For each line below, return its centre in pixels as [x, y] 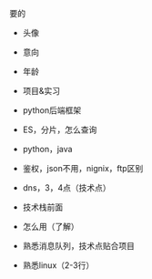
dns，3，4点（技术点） [66, 188]
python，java [47, 149]
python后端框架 [52, 110]
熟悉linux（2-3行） [58, 265]
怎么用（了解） [51, 227]
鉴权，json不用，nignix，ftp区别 [83, 168]
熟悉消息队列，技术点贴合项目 [78, 246]
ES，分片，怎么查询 [60, 129]
